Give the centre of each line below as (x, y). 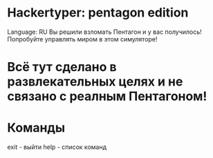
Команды (36, 128)
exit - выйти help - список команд (57, 147)
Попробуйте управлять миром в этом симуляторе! (82, 39)
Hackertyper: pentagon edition (98, 13)
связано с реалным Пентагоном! (107, 96)
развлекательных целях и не (95, 82)
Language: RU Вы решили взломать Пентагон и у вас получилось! (104, 32)
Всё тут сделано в (62, 67)
